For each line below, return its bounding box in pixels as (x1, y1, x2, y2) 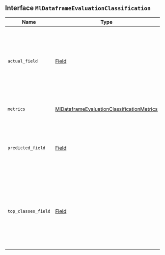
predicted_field (7, 145, 46, 151)
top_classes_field (7, 208, 51, 214)
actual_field (7, 58, 38, 64)
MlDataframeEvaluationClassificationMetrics (55, 105, 158, 112)
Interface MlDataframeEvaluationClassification (5, 4, 151, 12)
